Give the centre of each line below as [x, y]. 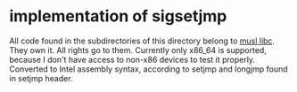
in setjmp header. [41, 78]
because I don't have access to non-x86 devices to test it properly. [132, 59]
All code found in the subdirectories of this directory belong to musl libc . [142, 41]
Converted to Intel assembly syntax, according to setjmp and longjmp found [148, 69]
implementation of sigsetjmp [118, 16]
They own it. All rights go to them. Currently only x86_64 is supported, [138, 50]
